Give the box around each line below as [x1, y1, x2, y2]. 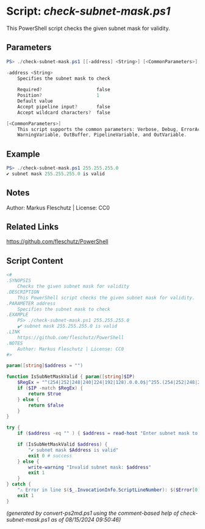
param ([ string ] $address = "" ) [6, 362, 84, 369]
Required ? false [17, 87, 111, 93]
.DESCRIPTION [6, 289, 40, 295]
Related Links [6, 222, 59, 232]
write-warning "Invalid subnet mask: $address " [28, 464, 151, 470]
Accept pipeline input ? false [17, 103, 111, 110]
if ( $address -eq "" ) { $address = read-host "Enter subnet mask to [17, 430, 198, 437]
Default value [17, 98, 53, 104]
